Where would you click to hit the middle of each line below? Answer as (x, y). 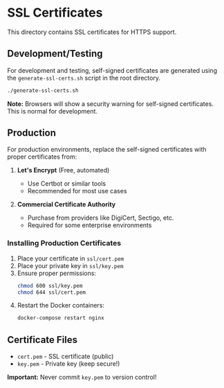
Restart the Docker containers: (61, 306)
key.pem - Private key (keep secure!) (68, 364)
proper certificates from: (42, 157)
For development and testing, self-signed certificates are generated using (112, 70)
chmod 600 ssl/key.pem (50, 285)
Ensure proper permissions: (57, 273)
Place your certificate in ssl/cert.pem (71, 258)
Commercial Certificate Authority (66, 204)
